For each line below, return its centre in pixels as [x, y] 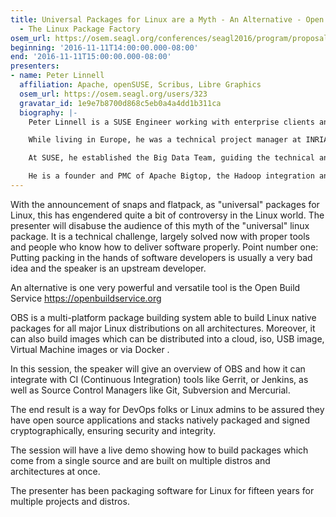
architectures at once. [55, 471]
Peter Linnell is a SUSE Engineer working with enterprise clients [171, 122]
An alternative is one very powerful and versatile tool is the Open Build [155, 287]
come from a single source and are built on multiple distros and [140, 460]
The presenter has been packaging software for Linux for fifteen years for [162, 490]
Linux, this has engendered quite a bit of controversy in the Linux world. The [167, 215]
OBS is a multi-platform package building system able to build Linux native [163, 317]
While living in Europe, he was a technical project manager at [165, 140]
